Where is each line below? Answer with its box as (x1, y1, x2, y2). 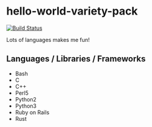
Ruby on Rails (15, 108, 50, 116)
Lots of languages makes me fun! (6, 36, 90, 43)
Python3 (15, 102, 36, 109)
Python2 (15, 95, 36, 103)
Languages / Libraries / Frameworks (6, 53, 146, 64)
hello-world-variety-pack (6, 4, 138, 18)
